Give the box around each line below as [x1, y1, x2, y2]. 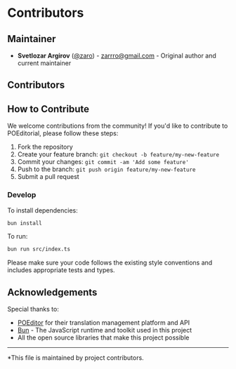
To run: [7, 232, 28, 241]
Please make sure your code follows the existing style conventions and [7, 258, 213, 267]
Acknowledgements [7, 286, 98, 298]
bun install [7, 220, 42, 227]
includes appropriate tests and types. [7, 266, 115, 274]
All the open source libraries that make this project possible [17, 333, 190, 342]
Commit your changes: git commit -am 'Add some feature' [17, 158, 190, 166]
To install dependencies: [7, 206, 79, 215]
